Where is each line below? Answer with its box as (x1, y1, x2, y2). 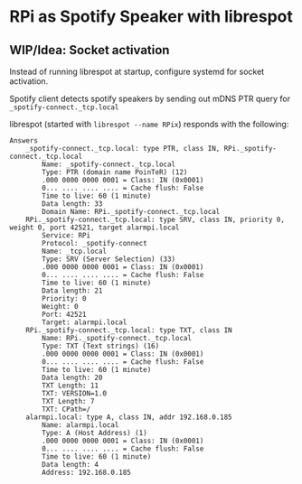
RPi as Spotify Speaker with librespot (9, 6, 294, 27)
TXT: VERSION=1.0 (42, 389, 107, 398)
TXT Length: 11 (42, 381, 99, 390)
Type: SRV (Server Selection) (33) (42, 255, 176, 264)
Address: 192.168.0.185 (42, 468, 131, 477)
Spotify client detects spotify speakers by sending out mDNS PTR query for (9, 93, 291, 104)
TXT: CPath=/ (42, 405, 91, 414)
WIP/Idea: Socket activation (9, 42, 170, 58)
